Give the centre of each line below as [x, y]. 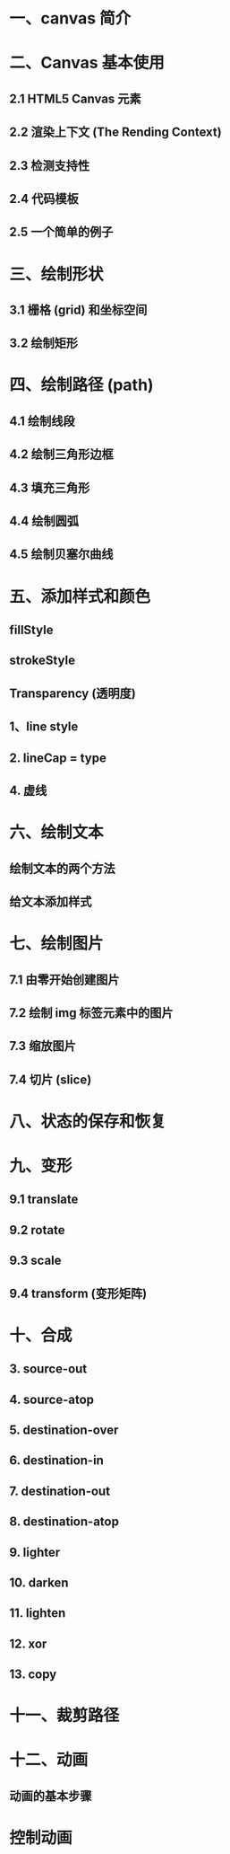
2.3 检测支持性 [50, 166]
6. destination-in [57, 1461]
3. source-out [48, 1369]
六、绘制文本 [57, 833]
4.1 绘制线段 [42, 421]
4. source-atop [52, 1399]
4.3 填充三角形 [50, 487]
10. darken [39, 1582]
